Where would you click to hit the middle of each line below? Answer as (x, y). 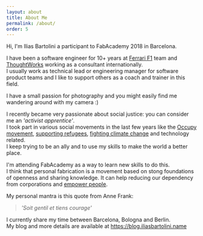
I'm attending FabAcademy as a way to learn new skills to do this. (88, 165)
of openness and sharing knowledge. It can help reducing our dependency (100, 178)
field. (13, 84)
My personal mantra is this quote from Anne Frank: (70, 196)
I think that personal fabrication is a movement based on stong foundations (100, 171)
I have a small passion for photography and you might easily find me (92, 96)
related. (16, 140)
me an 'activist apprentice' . (40, 121)
